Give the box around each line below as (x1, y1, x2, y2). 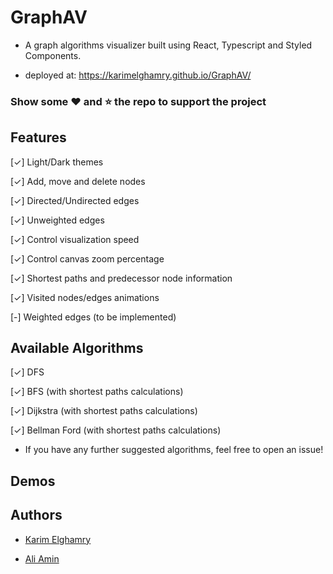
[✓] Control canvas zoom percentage (10, 252, 165, 265)
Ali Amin (24, 552, 60, 565)
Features (10, 129, 67, 146)
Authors (10, 507, 63, 524)
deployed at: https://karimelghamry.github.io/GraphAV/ (24, 69, 252, 81)
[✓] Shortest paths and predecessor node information (10, 272, 233, 284)
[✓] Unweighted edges (10, 214, 105, 226)
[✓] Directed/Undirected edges (10, 194, 140, 206)
